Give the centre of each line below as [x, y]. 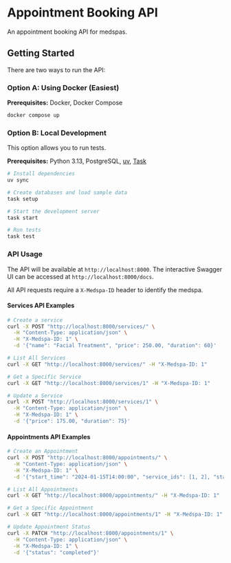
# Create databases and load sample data [67, 192]
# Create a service [35, 320]
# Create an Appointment [43, 452]
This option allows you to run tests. [57, 148]
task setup [23, 199]
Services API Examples [41, 306]
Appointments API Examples [49, 437]
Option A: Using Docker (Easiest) [63, 87]
